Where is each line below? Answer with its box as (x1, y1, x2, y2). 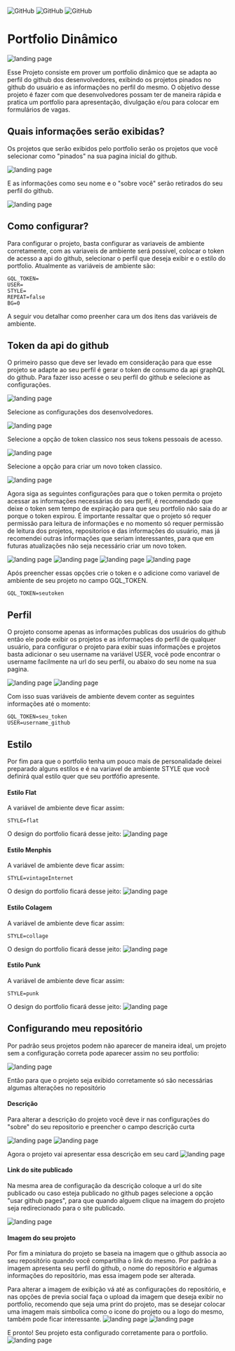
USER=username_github (7, 720, 71, 727)
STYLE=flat (7, 817, 39, 824)
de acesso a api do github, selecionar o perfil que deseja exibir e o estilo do (7, 253, 226, 263)
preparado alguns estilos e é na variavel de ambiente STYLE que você (7, 765, 210, 772)
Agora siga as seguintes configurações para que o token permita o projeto (7, 489, 222, 498)
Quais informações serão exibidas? (7, 126, 165, 138)
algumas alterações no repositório (7, 1083, 107, 1092)
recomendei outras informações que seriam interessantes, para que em (7, 534, 215, 543)
